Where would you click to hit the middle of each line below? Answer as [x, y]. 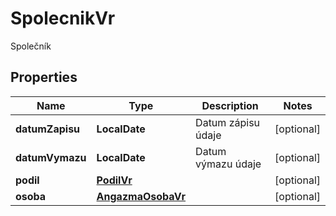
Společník [31, 46]
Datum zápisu [228, 122]
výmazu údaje [228, 164]
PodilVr [114, 180]
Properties [44, 77]
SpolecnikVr [63, 18]
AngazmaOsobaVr [141, 196]
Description [230, 105]
